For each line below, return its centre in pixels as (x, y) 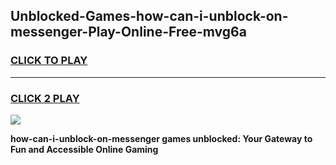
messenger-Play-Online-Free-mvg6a (128, 32)
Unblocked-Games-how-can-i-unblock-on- (149, 16)
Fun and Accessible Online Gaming (84, 149)
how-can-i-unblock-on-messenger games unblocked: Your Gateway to (161, 138)
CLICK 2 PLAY (45, 98)
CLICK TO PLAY (49, 61)
